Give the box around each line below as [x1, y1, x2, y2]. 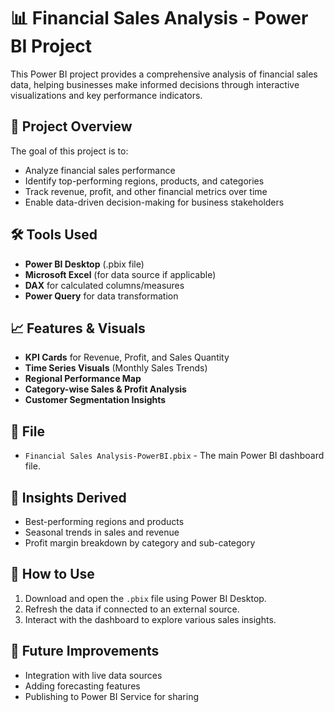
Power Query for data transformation [24, 290, 179, 302]
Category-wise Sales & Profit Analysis [24, 383, 187, 395]
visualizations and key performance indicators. [10, 89, 203, 101]
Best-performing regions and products [24, 516, 185, 527]
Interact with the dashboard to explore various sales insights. [24, 613, 277, 625]
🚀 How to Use [10, 566, 95, 583]
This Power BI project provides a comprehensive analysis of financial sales [10, 68, 318, 80]
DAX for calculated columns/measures [24, 279, 185, 291]
